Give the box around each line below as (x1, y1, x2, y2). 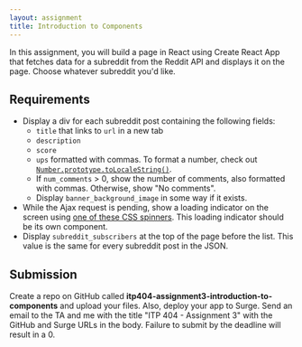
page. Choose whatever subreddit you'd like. (9, 65, 176, 77)
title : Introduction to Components (9, 22, 143, 31)
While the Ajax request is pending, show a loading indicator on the (22, 202, 269, 213)
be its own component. (22, 221, 108, 232)
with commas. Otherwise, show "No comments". (35, 183, 216, 194)
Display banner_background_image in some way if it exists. (35, 192, 248, 203)
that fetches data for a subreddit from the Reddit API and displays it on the (9, 56, 286, 67)
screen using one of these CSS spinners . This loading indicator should (22, 211, 284, 222)
